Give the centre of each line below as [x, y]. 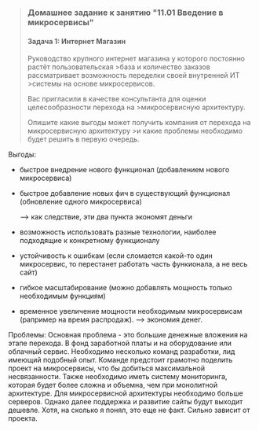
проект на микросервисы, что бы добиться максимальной [107, 368]
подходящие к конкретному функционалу [89, 241]
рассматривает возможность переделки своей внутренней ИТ [133, 76]
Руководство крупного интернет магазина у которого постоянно [136, 59]
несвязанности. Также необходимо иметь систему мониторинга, [118, 377]
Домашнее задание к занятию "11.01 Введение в [125, 13]
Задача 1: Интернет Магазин [77, 41]
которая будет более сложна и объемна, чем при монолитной [113, 385]
